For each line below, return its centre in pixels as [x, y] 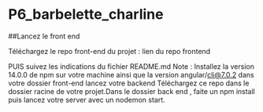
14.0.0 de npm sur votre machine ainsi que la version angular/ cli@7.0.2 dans [131, 74]
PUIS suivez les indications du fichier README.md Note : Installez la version [131, 66]
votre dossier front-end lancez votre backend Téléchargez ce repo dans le [129, 83]
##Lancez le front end [44, 36]
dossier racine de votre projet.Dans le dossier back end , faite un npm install [132, 91]
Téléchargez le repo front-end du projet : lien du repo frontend [109, 51]
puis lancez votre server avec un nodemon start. [87, 99]
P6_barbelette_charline [86, 14]
